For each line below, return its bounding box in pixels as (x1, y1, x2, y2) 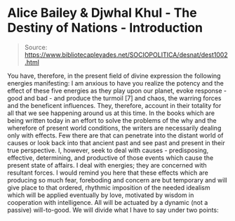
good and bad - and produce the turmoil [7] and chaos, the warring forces (7, 93, 222, 102)
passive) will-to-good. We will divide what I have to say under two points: (7, 206, 219, 214)
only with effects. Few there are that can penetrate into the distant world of (7, 131, 224, 140)
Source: (24, 43, 48, 51)
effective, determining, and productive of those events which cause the (7, 153, 214, 162)
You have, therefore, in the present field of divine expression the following (7, 72, 221, 80)
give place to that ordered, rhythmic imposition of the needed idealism (7, 183, 210, 192)
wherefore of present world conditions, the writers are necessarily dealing (7, 123, 222, 132)
